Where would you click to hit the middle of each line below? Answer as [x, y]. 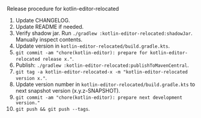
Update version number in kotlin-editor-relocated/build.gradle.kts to [105, 84]
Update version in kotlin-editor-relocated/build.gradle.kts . [93, 46]
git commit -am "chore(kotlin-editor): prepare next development [99, 98]
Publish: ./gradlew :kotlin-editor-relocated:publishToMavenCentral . [102, 65]
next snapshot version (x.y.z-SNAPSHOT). [68, 91]
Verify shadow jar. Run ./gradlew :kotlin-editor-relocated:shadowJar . [104, 33]
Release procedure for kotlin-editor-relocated [63, 9]
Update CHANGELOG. [43, 20]
